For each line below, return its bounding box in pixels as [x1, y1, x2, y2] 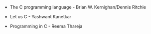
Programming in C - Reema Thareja [9, 23, 83, 29]
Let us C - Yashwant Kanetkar [9, 14, 71, 19]
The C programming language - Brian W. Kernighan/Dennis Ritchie [9, 4, 146, 10]
